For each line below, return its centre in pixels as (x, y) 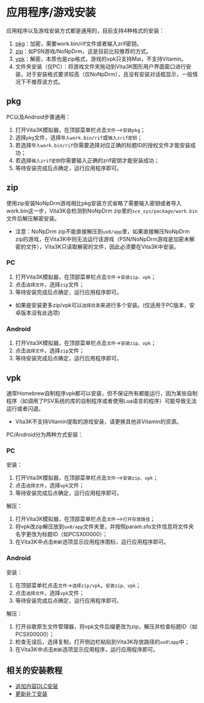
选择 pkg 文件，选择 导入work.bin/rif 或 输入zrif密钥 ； (79, 137)
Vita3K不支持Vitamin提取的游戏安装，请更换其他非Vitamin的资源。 (98, 421)
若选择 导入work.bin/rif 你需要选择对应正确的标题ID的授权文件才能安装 (103, 145)
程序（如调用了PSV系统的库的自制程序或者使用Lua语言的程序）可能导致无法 (101, 401)
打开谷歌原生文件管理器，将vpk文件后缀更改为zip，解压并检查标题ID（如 (106, 626)
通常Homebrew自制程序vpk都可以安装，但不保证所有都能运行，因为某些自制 (102, 393)
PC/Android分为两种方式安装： (45, 434)
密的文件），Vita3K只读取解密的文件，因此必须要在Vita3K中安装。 (97, 246)
